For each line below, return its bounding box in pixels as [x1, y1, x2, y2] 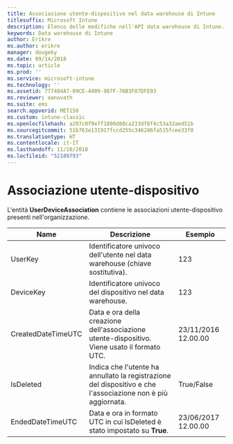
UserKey [10, 254, 40, 264]
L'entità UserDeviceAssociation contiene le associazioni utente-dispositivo [7, 205, 223, 214]
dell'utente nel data [89, 250, 152, 260]
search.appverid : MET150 [7, 107, 79, 114]
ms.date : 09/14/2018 [7, 56, 67, 63]
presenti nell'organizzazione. [7, 213, 90, 221]
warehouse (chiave [89, 258, 152, 268]
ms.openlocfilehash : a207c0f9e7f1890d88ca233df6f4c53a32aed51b [7, 120, 194, 127]
